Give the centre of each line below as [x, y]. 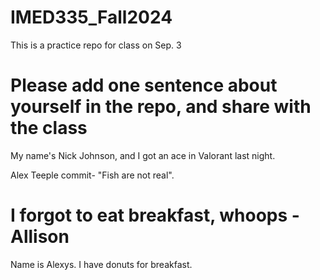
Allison [40, 237]
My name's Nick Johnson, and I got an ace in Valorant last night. [143, 155]
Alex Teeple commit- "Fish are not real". [92, 175]
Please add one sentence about [144, 85]
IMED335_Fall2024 [91, 17]
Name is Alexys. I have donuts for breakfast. [101, 264]
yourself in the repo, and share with [161, 107]
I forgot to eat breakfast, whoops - [155, 215]
